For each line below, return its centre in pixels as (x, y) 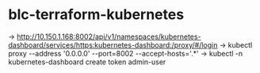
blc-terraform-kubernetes (96, 15)
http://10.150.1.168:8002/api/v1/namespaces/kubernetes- (109, 36)
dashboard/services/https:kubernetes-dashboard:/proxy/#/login (113, 44)
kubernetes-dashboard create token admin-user (87, 62)
